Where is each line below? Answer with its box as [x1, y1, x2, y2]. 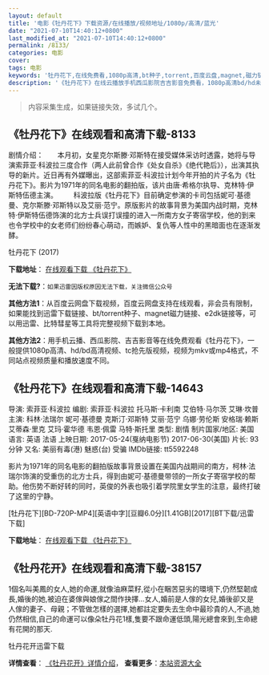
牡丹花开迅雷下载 [8, 641, 65, 650]
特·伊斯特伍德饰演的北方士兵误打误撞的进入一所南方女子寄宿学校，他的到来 [8, 210, 256, 220]
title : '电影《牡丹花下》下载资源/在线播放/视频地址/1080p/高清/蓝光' [8, 19, 220, 27]
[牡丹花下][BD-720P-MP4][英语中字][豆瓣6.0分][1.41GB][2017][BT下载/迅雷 [8, 508, 255, 518]
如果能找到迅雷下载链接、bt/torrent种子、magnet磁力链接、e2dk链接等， [8, 309, 250, 318]
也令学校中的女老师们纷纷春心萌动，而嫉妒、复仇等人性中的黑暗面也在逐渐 [8, 220, 254, 230]
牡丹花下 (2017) [8, 248, 60, 257]
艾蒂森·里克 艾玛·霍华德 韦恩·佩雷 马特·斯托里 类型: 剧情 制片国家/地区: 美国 [8, 424, 255, 434]
